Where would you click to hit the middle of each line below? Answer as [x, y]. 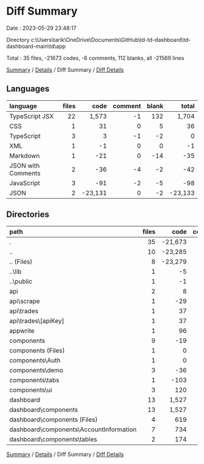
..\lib [15, 271]
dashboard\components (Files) [54, 419]
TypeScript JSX [32, 116]
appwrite [22, 330]
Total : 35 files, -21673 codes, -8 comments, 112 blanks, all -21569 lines [95, 58]
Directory [18, 39]
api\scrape [25, 301]
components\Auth [35, 360]
